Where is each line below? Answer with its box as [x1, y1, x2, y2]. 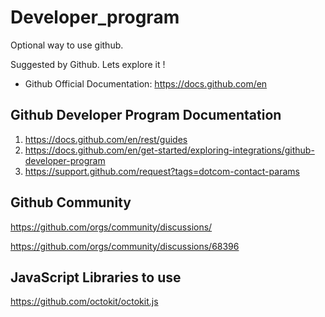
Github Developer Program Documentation [10, 107, 282, 124]
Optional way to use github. [10, 39, 124, 51]
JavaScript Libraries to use [10, 269, 182, 286]
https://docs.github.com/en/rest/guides [24, 133, 188, 145]
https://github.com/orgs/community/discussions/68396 [10, 240, 240, 252]
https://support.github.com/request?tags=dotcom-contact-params [24, 165, 300, 177]
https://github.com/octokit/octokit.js [10, 296, 159, 308]
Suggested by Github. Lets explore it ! [10, 58, 166, 70]
